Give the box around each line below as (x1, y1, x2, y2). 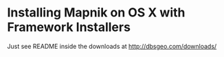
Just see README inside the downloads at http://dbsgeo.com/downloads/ (7, 42, 217, 50)
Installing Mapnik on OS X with (7, 5, 186, 21)
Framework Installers (7, 19, 131, 35)
